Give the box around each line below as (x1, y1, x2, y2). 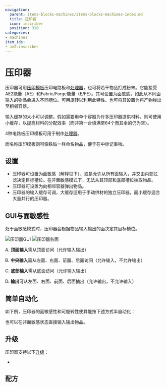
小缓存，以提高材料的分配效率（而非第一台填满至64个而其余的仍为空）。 (5, 120, 152, 126)
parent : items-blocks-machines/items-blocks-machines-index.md (9, 12, 143, 17)
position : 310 (9, 26, 39, 31)
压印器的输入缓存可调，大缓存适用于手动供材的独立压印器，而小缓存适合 (12, 190, 160, 195)
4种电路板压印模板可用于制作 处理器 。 (5, 130, 82, 136)
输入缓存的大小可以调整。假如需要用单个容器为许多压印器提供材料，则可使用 (5, 114, 162, 120)
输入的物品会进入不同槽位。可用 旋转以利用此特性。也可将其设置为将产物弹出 (5, 97, 162, 103)
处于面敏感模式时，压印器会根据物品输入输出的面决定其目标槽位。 (5, 226, 140, 232)
